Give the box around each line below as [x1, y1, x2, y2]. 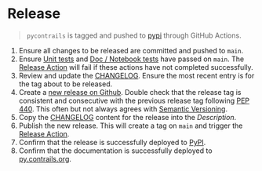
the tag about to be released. [18, 79, 113, 89]
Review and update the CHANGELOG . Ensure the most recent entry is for [18, 71, 255, 80]
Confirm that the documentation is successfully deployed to [18, 146, 213, 155]
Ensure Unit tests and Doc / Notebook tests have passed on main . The [18, 54, 245, 64]
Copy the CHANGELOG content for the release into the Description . [18, 112, 237, 122]
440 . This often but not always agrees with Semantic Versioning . [18, 104, 228, 114]
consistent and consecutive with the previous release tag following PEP [18, 96, 250, 105]
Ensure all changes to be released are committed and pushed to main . [18, 45, 244, 55]
